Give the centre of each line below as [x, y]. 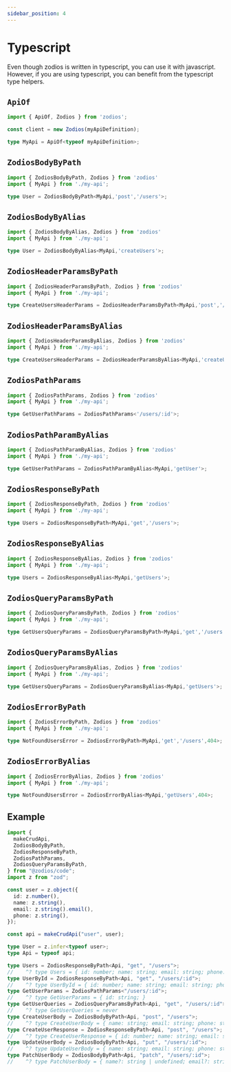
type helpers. [26, 81]
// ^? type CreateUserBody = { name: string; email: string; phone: [112, 1023]
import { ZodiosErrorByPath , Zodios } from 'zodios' [84, 722]
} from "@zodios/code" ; [41, 871]
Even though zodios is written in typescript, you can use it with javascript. [111, 67]
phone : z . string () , [41, 916]
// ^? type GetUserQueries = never [63, 1011]
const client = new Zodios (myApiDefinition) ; [73, 130]
